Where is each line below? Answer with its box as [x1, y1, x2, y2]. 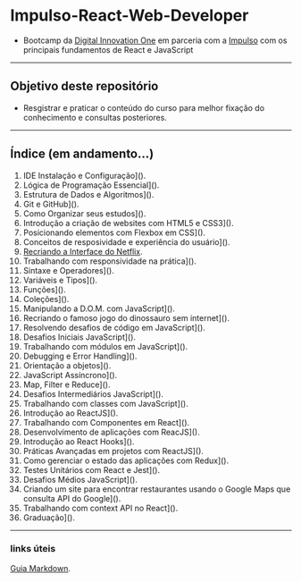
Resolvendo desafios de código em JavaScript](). [22, 322, 206, 333]
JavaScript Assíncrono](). [22, 369, 118, 380]
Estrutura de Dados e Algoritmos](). [22, 189, 155, 199]
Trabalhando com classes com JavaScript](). [22, 398, 188, 409]
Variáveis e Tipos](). [22, 274, 97, 285]
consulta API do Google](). [22, 493, 121, 503]
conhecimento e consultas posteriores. [22, 112, 168, 122]
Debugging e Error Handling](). [22, 350, 138, 361]
